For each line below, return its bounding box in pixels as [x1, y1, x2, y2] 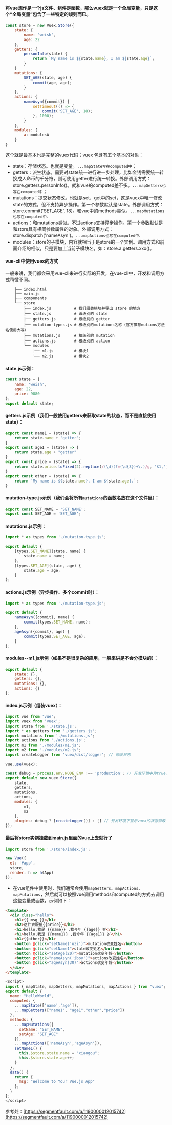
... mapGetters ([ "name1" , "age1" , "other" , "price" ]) [14, 1008, 125, 1013]
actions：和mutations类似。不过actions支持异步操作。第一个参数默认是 [12, 219, 163, 226]
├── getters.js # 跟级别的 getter [24, 317, 110, 322]
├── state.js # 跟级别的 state [24, 311, 108, 316]
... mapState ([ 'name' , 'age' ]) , [14, 1003, 79, 1008]
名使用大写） [5, 328, 29, 333]
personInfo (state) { [24, 51, 68, 56]
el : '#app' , [10, 860, 36, 866]
